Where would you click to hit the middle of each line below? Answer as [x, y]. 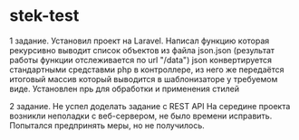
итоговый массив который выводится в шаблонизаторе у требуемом [144, 79]
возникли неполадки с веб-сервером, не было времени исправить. [141, 116]
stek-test [44, 16]
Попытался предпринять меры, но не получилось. [107, 125]
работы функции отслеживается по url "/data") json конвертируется [140, 60]
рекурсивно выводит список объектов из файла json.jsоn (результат [142, 50]
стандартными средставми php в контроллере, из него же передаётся [147, 70]
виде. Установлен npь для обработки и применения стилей [125, 89]
